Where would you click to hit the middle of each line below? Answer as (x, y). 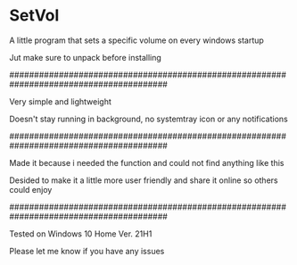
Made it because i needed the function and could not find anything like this (147, 162)
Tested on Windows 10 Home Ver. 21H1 (81, 234)
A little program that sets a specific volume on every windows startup (137, 40)
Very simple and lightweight (60, 101)
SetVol (34, 16)
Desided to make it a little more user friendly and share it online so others (144, 180)
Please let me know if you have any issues (87, 251)
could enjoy (31, 189)
